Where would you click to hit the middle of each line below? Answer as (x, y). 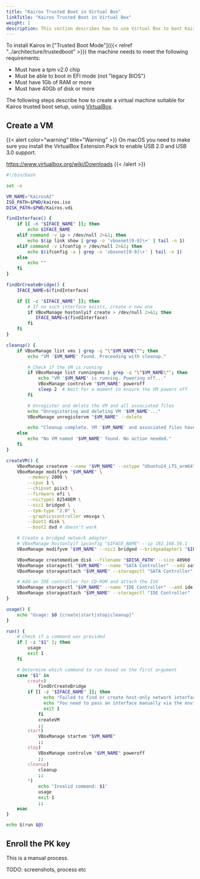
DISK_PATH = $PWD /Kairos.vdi (40, 208)
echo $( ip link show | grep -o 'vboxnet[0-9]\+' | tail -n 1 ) (106, 241)
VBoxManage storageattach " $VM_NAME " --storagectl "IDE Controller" (104, 593)
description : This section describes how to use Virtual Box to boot (94, 28)
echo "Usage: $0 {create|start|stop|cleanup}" (76, 615)
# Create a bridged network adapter (62, 538)
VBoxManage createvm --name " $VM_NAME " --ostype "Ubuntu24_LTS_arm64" (106, 466)
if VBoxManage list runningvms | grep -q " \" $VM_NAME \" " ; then (107, 373)
